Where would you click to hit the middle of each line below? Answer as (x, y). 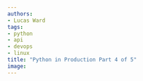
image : (17, 66)
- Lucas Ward (26, 20)
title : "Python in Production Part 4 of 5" (72, 60)
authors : (20, 14)
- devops (20, 46)
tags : (15, 27)
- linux (19, 54)
